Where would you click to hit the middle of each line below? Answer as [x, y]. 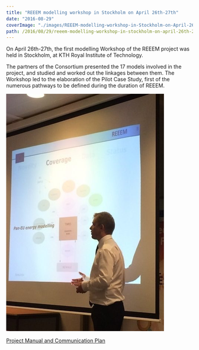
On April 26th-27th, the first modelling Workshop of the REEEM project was [98, 49]
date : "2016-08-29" [30, 19]
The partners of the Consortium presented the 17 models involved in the [94, 67]
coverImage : [21, 25]
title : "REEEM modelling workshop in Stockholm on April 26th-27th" [92, 12]
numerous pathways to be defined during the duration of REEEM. [85, 85]
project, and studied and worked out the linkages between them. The [90, 73]
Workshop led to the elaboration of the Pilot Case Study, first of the [88, 79]
